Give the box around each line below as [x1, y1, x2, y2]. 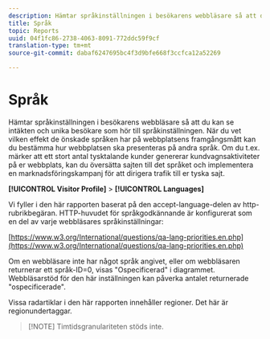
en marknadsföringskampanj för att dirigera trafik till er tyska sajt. [8, 168, 225, 178]
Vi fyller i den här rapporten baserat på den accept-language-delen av [8, 199, 241, 209]
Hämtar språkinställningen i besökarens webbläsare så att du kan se [8, 117, 235, 127]
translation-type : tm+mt [8, 42, 92, 50]
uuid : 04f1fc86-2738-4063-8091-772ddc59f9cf [8, 34, 160, 43]
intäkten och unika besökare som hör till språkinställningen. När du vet [8, 125, 242, 135]
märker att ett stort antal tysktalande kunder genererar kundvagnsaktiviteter [8, 151, 260, 161]
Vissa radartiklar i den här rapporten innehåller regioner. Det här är [8, 297, 229, 307]
